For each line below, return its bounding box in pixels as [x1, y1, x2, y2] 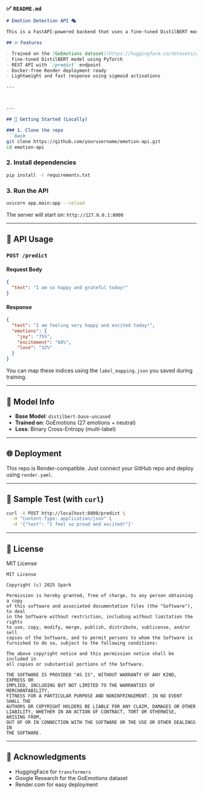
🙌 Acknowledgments [6, 752, 86, 762]
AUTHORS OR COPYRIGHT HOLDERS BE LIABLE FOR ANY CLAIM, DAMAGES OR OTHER [6, 703, 196, 709]
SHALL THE [6, 698, 31, 704]
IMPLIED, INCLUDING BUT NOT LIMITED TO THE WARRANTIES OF [6, 682, 155, 688]
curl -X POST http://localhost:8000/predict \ [6, 510, 126, 516]
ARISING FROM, [6, 714, 42, 720]
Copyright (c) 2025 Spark [6, 581, 71, 588]
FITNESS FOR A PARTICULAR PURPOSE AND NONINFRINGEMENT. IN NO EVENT [6, 693, 182, 699]
